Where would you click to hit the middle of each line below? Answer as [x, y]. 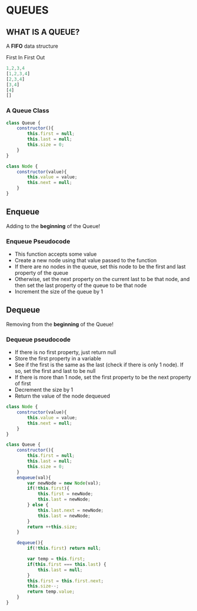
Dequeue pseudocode [39, 339]
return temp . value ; [51, 592]
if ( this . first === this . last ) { [67, 564]
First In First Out [26, 57]
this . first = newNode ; [65, 494]
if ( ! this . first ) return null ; [64, 548]
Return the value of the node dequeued [62, 396]
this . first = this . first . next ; [66, 581]
